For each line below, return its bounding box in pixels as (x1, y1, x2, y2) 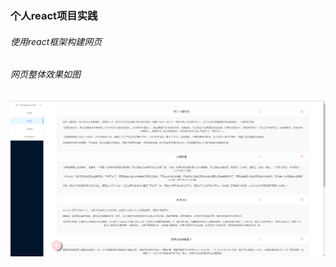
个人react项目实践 (10, 8, 98, 22)
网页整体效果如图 (10, 68, 81, 81)
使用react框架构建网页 (10, 35, 103, 47)
